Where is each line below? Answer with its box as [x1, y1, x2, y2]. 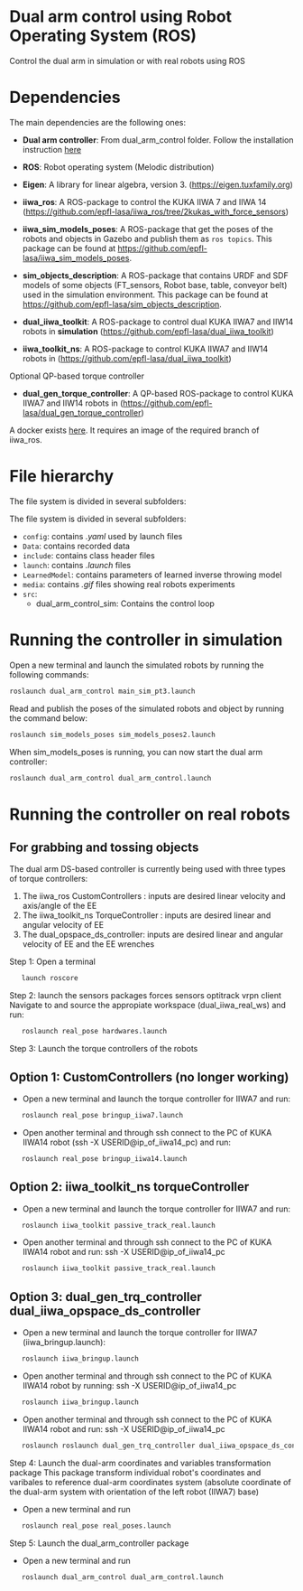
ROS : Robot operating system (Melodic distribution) [22, 161, 215, 173]
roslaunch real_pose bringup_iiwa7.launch [21, 1110, 183, 1119]
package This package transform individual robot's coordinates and [9, 1466, 262, 1478]
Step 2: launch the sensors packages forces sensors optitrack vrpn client [9, 990, 282, 1001]
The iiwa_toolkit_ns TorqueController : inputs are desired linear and [22, 910, 271, 921]
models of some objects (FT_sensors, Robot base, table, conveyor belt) [22, 279, 288, 290]
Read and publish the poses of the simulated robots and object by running [9, 703, 285, 714]
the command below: [9, 712, 88, 724]
